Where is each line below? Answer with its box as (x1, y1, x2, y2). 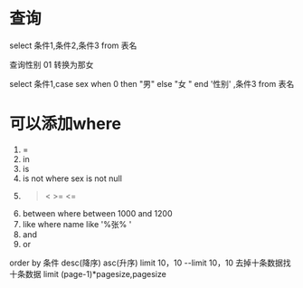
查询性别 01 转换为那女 (9, 59, 94, 70)
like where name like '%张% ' (22, 218, 132, 229)
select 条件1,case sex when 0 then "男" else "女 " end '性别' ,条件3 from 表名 (9, 78, 295, 89)
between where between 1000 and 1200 (22, 207, 174, 218)
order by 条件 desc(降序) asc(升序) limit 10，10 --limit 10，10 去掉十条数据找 (9, 257, 291, 268)
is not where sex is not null (22, 173, 122, 184)
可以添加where (9, 114, 122, 134)
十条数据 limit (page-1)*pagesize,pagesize (9, 268, 167, 279)
